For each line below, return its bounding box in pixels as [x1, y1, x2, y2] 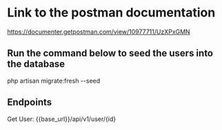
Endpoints [7, 96, 52, 108]
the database [7, 58, 65, 70]
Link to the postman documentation [7, 5, 216, 21]
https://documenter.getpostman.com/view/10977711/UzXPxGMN [7, 28, 191, 36]
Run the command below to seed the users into [7, 47, 214, 59]
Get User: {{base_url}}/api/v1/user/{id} [7, 115, 116, 123]
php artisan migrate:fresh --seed [7, 76, 101, 85]
